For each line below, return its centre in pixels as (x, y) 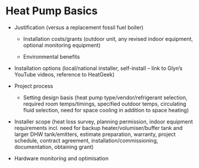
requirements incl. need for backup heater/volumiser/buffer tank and (98, 128)
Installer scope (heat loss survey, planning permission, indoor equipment (103, 121)
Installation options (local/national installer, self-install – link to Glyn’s (98, 68)
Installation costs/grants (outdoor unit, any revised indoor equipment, (108, 39)
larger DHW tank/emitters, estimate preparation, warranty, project (95, 134)
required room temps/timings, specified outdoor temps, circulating (105, 104)
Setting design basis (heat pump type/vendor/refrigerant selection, (105, 97)
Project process (34, 86)
